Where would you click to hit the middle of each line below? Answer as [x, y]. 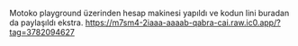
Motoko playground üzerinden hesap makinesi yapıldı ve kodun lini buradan [149, 13]
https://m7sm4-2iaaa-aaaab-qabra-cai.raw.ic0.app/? [183, 23]
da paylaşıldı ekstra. [46, 23]
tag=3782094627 [42, 32]
